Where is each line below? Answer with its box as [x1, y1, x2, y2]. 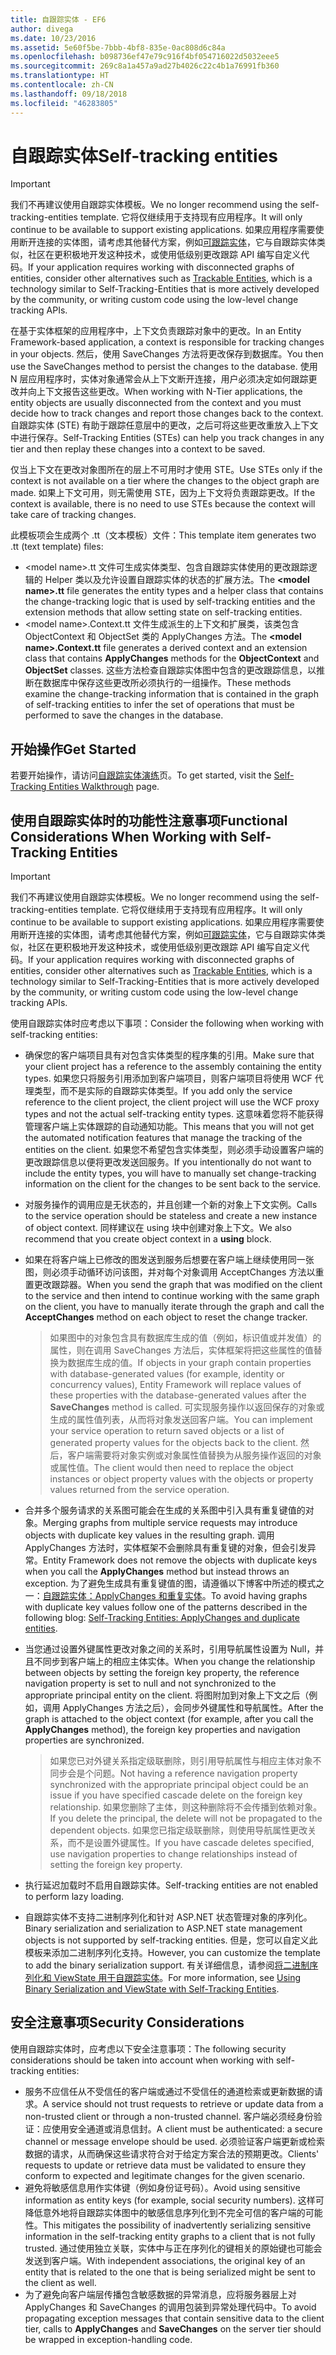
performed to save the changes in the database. [24, 709, 224, 721]
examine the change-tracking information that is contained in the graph [24, 688, 319, 700]
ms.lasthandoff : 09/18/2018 [10, 89, 128, 99]
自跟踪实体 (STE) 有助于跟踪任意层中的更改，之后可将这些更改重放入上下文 [10, 419, 319, 431]
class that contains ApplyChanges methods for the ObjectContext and [24, 652, 320, 665]
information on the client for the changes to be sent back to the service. [24, 1178, 322, 1190]
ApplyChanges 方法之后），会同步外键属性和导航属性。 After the [62, 1702, 324, 1714]
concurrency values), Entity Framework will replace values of [49, 1379, 302, 1391]
